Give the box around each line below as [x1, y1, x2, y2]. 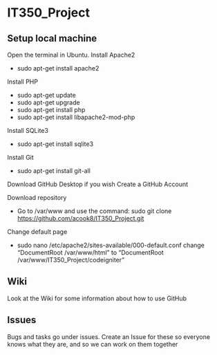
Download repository [7, 194, 67, 201]
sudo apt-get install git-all [17, 167, 91, 174]
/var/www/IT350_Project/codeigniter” [17, 256, 125, 264]
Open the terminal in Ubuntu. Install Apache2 [7, 51, 135, 59]
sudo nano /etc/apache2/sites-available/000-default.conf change [17, 241, 205, 249]
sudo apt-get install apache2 [17, 64, 100, 72]
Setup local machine [7, 33, 97, 44]
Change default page [7, 228, 68, 236]
